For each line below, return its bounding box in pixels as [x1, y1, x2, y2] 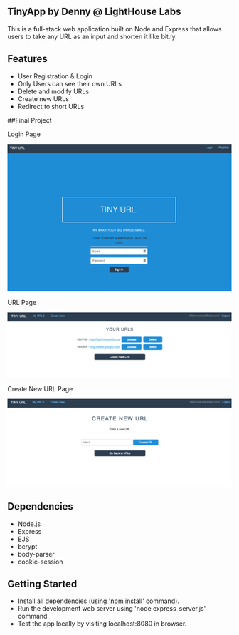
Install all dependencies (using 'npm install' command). [17, 597, 180, 605]
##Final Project [7, 115, 52, 124]
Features [7, 53, 48, 65]
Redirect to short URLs [17, 102, 85, 110]
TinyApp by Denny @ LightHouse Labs [7, 6, 181, 18]
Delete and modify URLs [17, 87, 90, 95]
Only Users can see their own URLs [17, 79, 122, 88]
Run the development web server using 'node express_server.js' [17, 604, 206, 613]
